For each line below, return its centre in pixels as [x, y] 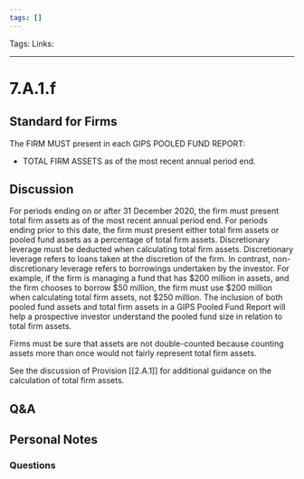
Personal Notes [53, 440]
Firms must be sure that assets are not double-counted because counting [147, 343]
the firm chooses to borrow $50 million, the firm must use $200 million [141, 288]
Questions [33, 465]
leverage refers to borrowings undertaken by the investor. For [175, 268]
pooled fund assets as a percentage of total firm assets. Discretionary [139, 239]
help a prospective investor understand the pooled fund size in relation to [146, 316]
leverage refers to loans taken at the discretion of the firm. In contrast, [140, 259]
